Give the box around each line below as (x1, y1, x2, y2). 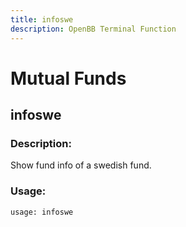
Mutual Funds (10, 67, 127, 90)
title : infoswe (10, 14, 74, 25)
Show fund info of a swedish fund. (10, 159, 152, 171)
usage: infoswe (10, 207, 74, 217)
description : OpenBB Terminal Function (10, 24, 177, 34)
